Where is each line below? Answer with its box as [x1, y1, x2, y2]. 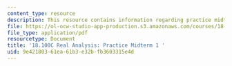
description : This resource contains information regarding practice [7, 16, 212, 23]
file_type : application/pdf [7, 29, 88, 36]
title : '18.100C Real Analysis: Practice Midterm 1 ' [7, 42, 166, 49]
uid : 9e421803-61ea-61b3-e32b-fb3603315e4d [7, 49, 135, 56]
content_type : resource [7, 10, 76, 17]
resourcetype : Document [7, 36, 76, 43]
